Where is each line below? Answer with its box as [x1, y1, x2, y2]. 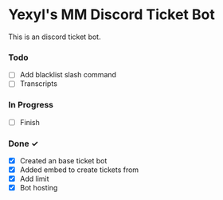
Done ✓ [8, 138, 39, 149]
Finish [19, 117, 40, 127]
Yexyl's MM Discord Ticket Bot [8, 6, 215, 24]
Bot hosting [19, 183, 58, 193]
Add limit [19, 174, 49, 184]
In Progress [8, 100, 54, 111]
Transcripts [19, 79, 58, 88]
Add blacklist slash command [19, 70, 117, 80]
